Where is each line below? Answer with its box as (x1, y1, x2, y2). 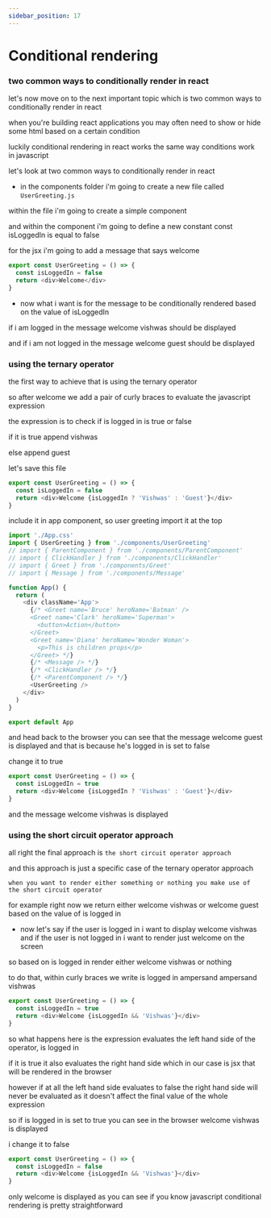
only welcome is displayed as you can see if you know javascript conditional (8, 1192, 262, 1202)
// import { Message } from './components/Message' (8, 569, 186, 577)
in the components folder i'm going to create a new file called (19, 182, 224, 192)
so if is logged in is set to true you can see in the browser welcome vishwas (8, 1115, 260, 1124)
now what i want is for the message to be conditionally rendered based (19, 298, 256, 308)
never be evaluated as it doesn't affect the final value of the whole (8, 1091, 228, 1100)
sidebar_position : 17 (8, 11, 81, 20)
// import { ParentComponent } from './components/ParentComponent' (8, 547, 244, 555)
